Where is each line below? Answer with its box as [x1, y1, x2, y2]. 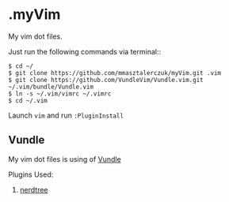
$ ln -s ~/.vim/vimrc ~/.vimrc [8, 89, 112, 98]
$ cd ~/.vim [8, 96, 48, 104]
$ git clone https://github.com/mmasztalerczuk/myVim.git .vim [8, 69, 222, 77]
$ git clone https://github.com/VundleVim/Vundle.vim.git [8, 76, 204, 84]
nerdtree [19, 185, 48, 194]
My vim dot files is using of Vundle [8, 154, 121, 163]
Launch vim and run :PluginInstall [8, 110, 124, 120]
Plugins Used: [8, 170, 54, 179]
